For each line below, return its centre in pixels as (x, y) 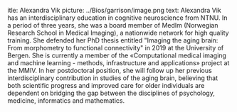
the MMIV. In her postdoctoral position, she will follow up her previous (110, 71)
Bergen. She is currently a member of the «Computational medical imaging (117, 55)
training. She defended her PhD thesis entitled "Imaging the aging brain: (113, 40)
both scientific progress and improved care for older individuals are (106, 85)
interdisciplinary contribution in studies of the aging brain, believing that (113, 78)
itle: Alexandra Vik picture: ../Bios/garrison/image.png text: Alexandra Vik (115, 10)
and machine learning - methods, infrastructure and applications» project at (118, 63)
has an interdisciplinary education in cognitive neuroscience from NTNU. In (117, 18)
